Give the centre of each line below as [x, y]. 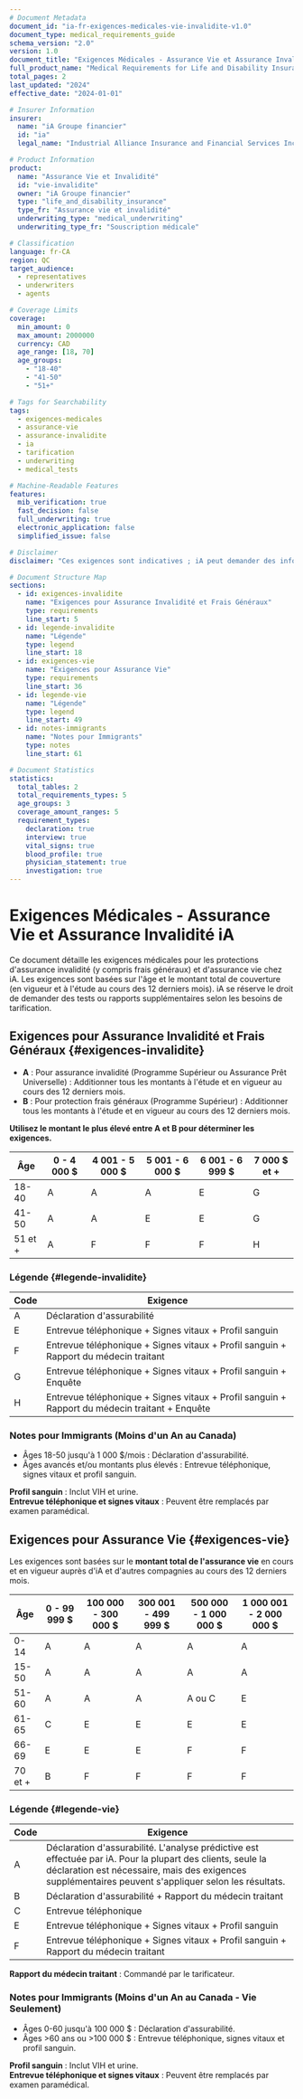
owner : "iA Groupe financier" [74, 194]
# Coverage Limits [44, 310]
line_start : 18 [54, 653]
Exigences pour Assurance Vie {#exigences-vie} [150, 1540]
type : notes [48, 745]
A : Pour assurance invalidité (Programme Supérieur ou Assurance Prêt [154, 1072]
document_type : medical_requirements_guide [92, 34]
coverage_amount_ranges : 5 [68, 812]
